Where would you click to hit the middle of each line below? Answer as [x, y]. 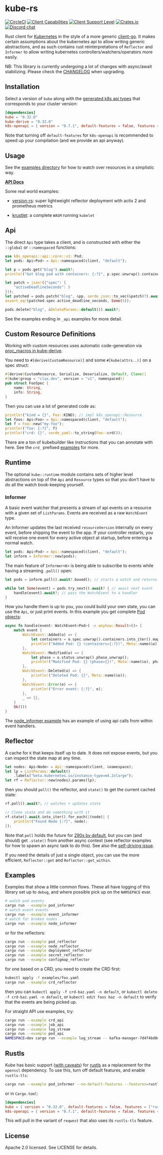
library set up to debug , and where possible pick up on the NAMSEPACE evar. [78, 892]
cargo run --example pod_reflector [41, 942]
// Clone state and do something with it [48, 813]
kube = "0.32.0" [21, 117]
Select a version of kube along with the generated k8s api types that [73, 98]
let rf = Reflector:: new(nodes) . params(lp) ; [51, 780]
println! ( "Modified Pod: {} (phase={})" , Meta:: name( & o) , [91, 662]
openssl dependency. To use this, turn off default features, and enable [75, 1070]
